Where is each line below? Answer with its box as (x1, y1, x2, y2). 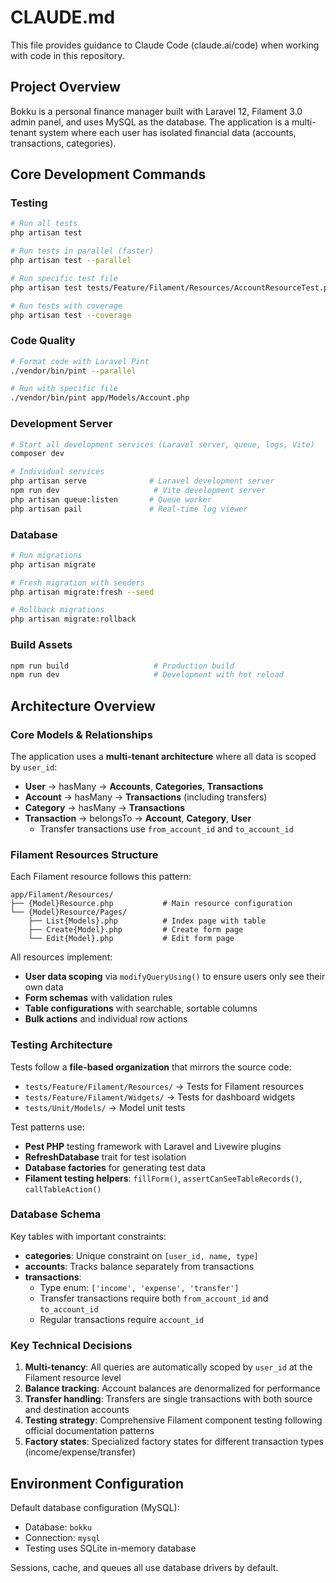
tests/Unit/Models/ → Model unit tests (24, 1101, 186, 1113)
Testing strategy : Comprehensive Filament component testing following (24, 1414, 323, 1426)
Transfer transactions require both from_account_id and (39, 1292, 269, 1304)
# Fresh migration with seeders (10, 577, 145, 588)
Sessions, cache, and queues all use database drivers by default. (10, 1561, 279, 1573)
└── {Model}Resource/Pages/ (10, 907, 128, 918)
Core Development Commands (10, 166, 207, 183)
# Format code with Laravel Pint (10, 356, 150, 366)
